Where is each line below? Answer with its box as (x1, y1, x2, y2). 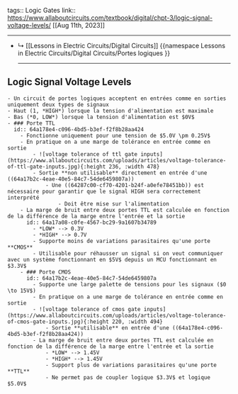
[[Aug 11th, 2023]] (52, 21, 105, 29)
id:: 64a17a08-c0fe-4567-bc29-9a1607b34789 (25, 219, 157, 226)
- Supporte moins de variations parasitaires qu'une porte (33, 237, 211, 244)
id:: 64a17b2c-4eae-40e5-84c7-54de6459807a (25, 274, 157, 282)
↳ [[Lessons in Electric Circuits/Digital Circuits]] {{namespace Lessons (17, 42, 225, 50)
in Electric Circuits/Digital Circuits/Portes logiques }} (17, 49, 171, 57)
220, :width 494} (112, 318, 163, 325)
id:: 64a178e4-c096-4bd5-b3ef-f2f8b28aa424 (13, 125, 144, 133)
